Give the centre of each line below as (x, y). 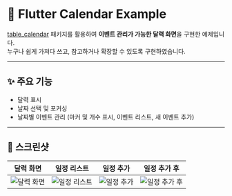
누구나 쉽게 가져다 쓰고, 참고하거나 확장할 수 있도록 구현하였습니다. (97, 51)
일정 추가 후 (162, 168)
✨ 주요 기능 (30, 82)
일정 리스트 (72, 168)
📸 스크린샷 (28, 147)
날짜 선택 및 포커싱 (42, 108)
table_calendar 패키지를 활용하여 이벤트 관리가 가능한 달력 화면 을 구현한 (104, 34)
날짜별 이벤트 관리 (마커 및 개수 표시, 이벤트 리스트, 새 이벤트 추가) (106, 117)
